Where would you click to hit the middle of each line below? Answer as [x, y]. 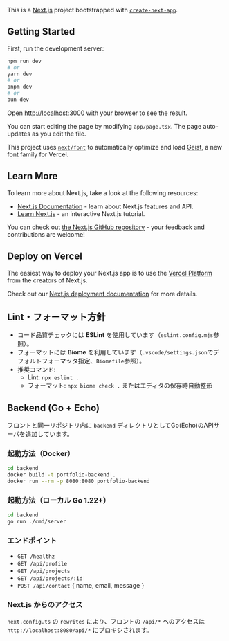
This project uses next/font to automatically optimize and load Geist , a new [115, 147]
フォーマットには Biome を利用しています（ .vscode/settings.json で [115, 352]
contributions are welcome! [46, 234]
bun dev [18, 100]
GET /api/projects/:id [50, 579]
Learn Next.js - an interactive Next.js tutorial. [81, 213]
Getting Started [41, 31]
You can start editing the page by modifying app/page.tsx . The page [104, 126]
